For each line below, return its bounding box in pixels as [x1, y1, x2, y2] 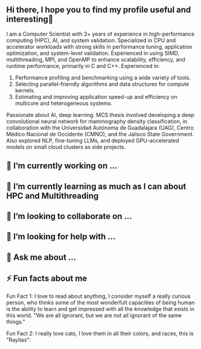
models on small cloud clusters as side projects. [6, 143, 126, 150]
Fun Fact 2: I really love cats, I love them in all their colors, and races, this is [6, 330, 194, 337]
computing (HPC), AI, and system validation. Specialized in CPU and [6, 36, 176, 44]
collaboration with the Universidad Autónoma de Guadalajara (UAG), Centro [6, 124, 194, 131]
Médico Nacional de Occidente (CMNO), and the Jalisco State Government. [6, 130, 194, 137]
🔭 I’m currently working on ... [6, 161, 118, 171]
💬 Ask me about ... [6, 252, 77, 262]
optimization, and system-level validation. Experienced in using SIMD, [6, 49, 180, 57]
